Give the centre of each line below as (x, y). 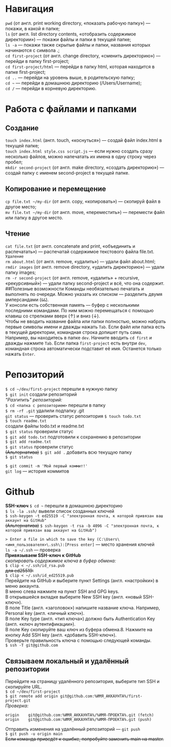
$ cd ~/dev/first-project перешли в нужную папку (62, 389)
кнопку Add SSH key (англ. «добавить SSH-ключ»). (61, 635)
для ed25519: (20, 571)
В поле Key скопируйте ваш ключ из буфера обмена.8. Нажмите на (79, 630)
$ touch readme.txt (26, 421)
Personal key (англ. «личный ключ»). (45, 613)
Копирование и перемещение (56, 189)
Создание (22, 128)
